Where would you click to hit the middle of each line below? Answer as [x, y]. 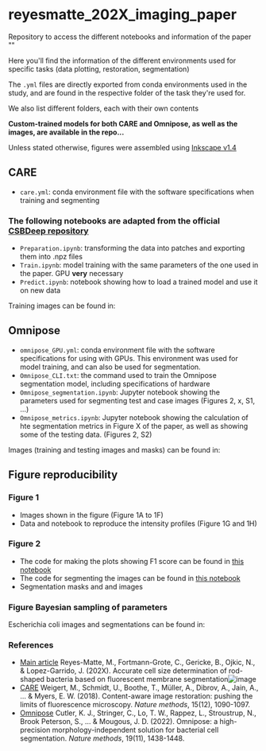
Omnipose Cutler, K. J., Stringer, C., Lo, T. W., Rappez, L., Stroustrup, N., [138, 713]
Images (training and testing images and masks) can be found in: [114, 449]
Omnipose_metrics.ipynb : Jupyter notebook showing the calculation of [134, 417]
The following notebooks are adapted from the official [114, 220]
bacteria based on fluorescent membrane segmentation [137, 679]
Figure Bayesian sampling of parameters [88, 607]
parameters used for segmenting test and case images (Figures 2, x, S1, [137, 400]
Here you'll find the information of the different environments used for [122, 60]
